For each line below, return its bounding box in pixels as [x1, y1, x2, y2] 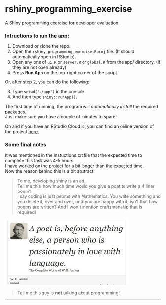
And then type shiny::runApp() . [12, 94, 78, 100]
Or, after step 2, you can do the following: [5, 79, 90, 85]
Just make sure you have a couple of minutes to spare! [5, 114, 117, 120]
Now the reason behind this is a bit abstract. [5, 168, 95, 174]
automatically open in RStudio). [12, 54, 76, 60]
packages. [5, 109, 27, 114]
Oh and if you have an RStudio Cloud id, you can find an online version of [5, 123, 154, 129]
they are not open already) [12, 64, 67, 70]
